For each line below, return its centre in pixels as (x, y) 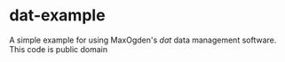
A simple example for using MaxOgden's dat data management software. (143, 40)
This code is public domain (59, 49)
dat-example (57, 15)
